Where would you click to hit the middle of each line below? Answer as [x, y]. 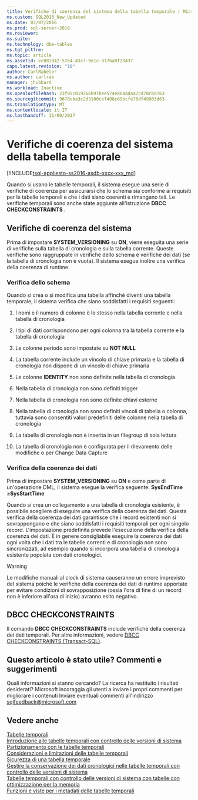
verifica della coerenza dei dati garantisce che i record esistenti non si [92, 517]
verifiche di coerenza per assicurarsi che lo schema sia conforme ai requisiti [99, 191]
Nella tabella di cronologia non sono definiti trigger [76, 389]
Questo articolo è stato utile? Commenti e [84, 660]
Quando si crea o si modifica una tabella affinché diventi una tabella [89, 295]
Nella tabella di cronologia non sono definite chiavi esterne [86, 400]
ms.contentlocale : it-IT [37, 110]
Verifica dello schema [38, 282]
